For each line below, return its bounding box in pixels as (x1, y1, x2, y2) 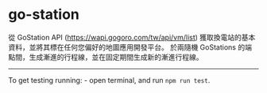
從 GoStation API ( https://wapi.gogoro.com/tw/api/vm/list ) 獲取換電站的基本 (8, 32, 256, 42)
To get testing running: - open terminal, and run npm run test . (8, 75, 211, 84)
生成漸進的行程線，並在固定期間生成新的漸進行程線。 (29, 52, 203, 61)
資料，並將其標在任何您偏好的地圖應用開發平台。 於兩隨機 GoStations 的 (8, 42, 246, 52)
